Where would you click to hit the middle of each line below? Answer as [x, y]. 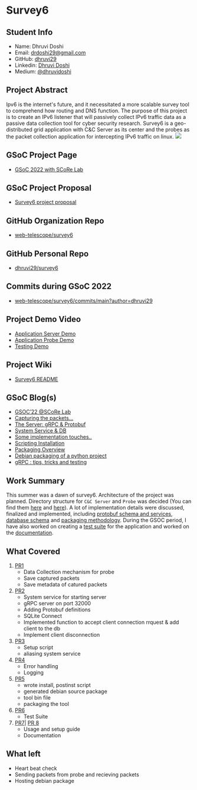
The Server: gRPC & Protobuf [50, 424]
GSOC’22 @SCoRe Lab [43, 412]
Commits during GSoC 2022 [59, 287]
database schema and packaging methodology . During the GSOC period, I [96, 520]
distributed [19, 129]
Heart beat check [36, 768]
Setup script [38, 647]
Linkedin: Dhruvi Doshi [42, 65]
